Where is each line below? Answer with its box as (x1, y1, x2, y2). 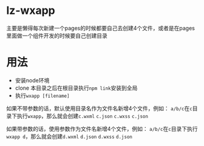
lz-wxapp (6, 4, 56, 18)
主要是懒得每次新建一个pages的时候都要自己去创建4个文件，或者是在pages (6, 24, 195, 32)
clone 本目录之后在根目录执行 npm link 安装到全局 (15, 84, 138, 91)
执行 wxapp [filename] (15, 91, 70, 99)
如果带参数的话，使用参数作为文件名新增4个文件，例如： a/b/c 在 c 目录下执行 (6, 125, 198, 132)
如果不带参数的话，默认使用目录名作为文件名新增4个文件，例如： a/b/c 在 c (6, 104, 192, 112)
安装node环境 (15, 76, 50, 84)
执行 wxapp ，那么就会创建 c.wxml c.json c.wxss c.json (16, 112, 149, 119)
